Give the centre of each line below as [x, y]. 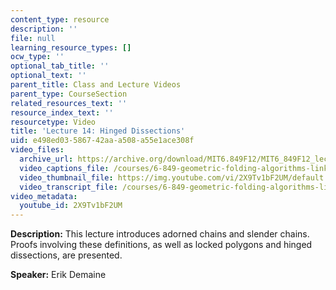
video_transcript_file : [68, 187]
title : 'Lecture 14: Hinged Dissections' [98, 131]
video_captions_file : [64, 168]
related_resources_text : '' [69, 103]
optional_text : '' [48, 76]
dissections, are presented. [66, 255]
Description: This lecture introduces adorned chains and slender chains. [160, 234]
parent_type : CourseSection [69, 94]
